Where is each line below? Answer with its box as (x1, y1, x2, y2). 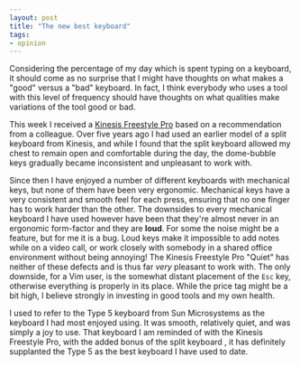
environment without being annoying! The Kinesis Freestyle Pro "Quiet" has (9, 252, 290, 263)
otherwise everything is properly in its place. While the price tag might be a (9, 281, 288, 292)
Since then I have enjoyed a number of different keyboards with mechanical (9, 175, 290, 186)
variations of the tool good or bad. (9, 101, 136, 113)
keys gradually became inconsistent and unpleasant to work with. (9, 157, 253, 168)
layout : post (9, 13, 59, 23)
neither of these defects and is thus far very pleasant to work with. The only (9, 261, 291, 272)
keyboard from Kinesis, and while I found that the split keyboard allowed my (9, 138, 291, 149)
